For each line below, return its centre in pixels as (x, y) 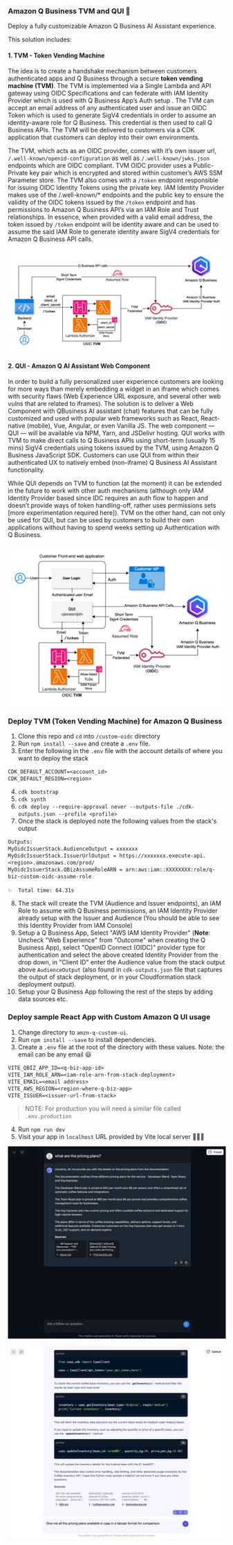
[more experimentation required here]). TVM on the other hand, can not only (116, 513)
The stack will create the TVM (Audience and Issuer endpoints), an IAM (120, 903)
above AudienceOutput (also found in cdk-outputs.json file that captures (120, 970)
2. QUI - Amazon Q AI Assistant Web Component (79, 366)
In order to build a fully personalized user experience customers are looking (116, 381)
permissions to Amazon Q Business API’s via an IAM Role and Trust (103, 209)
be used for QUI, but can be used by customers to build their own (101, 520)
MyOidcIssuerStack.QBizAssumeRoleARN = (65, 870)
